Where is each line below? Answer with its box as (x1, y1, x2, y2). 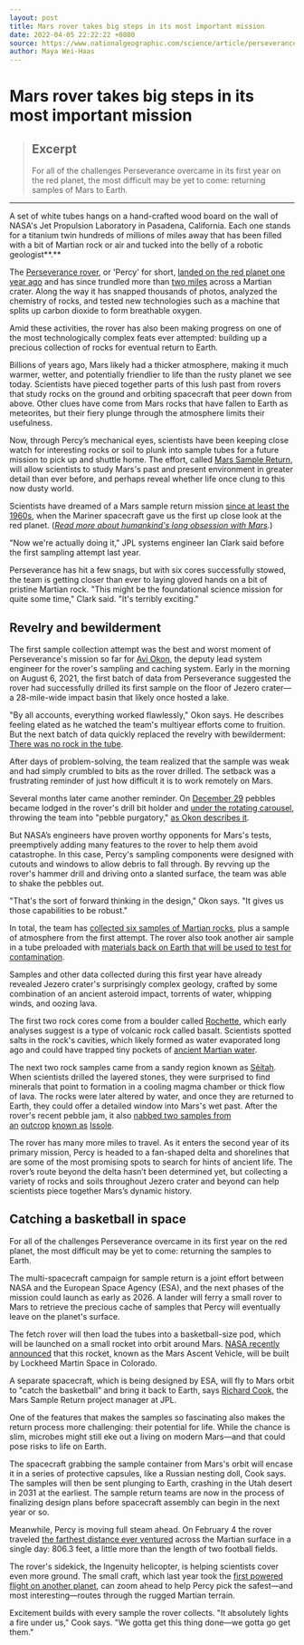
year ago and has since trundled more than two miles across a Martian (9, 276, 272, 287)
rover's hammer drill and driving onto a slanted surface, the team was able (9, 867, 287, 879)
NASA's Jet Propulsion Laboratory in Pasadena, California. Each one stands (9, 220, 291, 231)
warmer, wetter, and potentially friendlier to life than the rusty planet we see (9, 369, 292, 381)
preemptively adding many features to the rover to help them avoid (9, 839, 259, 850)
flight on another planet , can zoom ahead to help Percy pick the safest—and (9, 1580, 294, 1591)
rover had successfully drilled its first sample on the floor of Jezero (9, 682, 260, 693)
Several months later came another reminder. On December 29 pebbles (9, 792, 276, 803)
